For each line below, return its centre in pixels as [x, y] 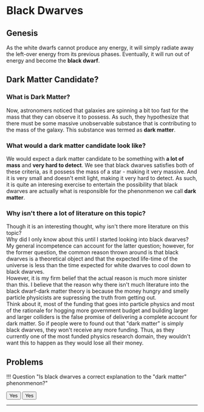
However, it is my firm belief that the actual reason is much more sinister [97, 278]
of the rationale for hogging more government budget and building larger [97, 310]
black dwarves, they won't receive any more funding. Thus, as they [90, 330]
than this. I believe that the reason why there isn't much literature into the [98, 285]
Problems [25, 362]
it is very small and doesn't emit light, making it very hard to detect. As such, [102, 178]
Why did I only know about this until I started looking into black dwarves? [98, 239]
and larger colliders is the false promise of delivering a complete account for [102, 317]
